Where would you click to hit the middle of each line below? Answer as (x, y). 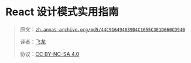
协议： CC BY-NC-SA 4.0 (50, 54)
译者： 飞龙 (33, 41)
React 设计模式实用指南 (62, 12)
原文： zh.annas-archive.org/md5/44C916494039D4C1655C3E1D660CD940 (102, 29)
